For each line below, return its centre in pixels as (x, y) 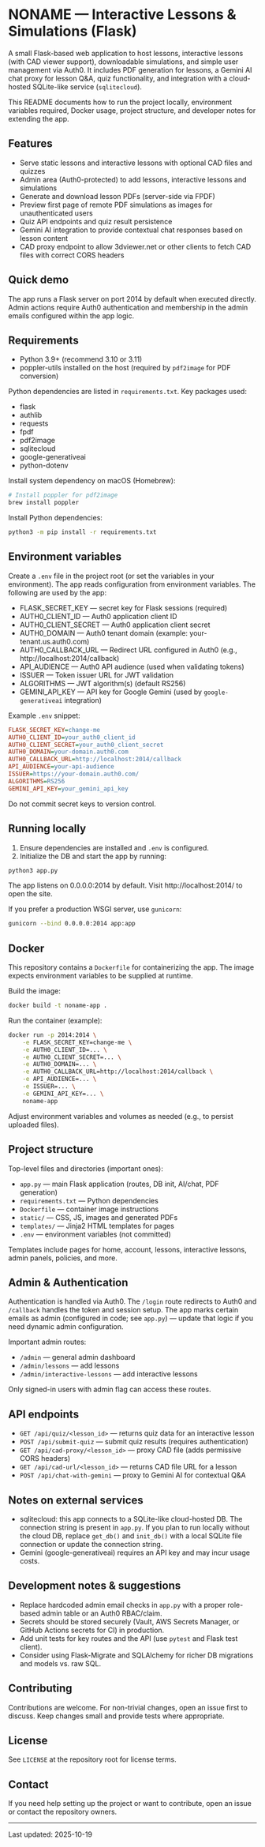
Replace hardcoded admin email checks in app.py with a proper (123, 1605)
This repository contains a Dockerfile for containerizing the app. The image (131, 967)
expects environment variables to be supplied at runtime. (101, 976)
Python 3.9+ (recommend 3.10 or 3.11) (81, 359)
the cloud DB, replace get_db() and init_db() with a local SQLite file (131, 1535)
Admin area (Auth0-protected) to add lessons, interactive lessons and (133, 179)
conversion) (39, 376)
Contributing (40, 1689)
